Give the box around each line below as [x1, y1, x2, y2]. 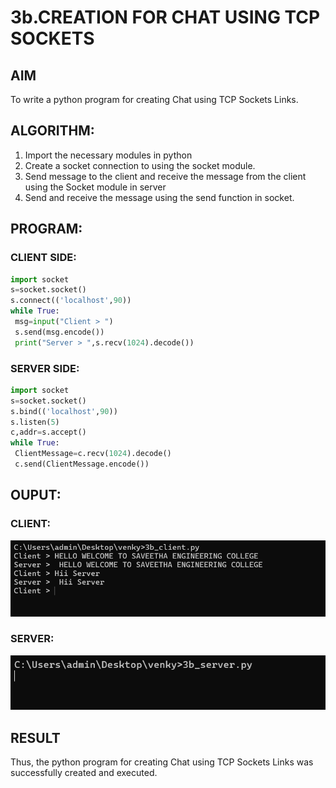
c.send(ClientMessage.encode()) [14, 459, 150, 470]
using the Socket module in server [24, 181, 167, 193]
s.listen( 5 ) [10, 417, 60, 427]
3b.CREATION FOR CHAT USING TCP [10, 6, 321, 29]
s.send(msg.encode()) [14, 327, 105, 337]
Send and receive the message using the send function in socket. [24, 191, 295, 203]
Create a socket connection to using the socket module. [24, 159, 256, 171]
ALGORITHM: [10, 122, 95, 140]
